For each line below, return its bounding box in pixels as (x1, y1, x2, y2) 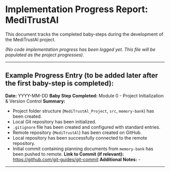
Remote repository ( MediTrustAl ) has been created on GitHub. (12, 129, 142, 135)
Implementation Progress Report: (5, 4, 148, 15)
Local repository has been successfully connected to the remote (12, 134, 148, 141)
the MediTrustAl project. (5, 37, 56, 43)
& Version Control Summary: (5, 98, 66, 104)
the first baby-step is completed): (5, 79, 114, 88)
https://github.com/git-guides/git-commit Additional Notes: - (12, 156, 141, 162)
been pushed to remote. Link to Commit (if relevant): (12, 151, 124, 157)
